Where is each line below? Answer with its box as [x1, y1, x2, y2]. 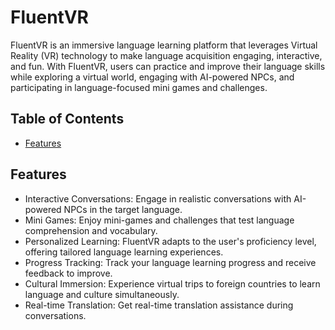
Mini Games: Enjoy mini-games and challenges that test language [24, 214, 295, 226]
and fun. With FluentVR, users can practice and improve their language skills [10, 60, 326, 72]
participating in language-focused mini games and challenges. [10, 81, 268, 93]
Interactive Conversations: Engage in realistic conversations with [24, 192, 292, 205]
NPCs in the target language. [63, 203, 183, 215]
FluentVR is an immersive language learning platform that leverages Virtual [10, 39, 318, 51]
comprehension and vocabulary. [24, 224, 158, 236]
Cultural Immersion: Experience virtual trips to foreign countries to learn [24, 277, 321, 290]
